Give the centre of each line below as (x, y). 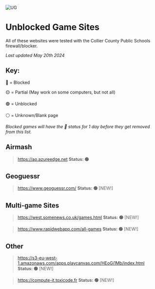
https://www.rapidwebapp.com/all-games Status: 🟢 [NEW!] (78, 229)
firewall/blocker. (22, 46)
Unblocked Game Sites (52, 27)
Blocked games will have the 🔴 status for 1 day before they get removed (78, 126)
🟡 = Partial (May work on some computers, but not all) (61, 92)
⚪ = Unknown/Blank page (32, 115)
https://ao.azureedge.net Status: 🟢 (53, 159)
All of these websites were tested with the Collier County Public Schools (78, 40)
